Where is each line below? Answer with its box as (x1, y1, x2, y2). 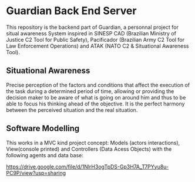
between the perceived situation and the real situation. (6, 106, 138, 113)
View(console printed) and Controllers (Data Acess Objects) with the (6, 145, 172, 153)
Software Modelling (6, 124, 80, 134)
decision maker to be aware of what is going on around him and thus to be (6, 94, 186, 101)
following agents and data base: (6, 151, 84, 158)
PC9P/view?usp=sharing (6, 169, 66, 176)
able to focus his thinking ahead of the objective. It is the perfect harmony (6, 100, 185, 107)
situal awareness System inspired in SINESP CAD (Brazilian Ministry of (6, 29, 176, 37)
